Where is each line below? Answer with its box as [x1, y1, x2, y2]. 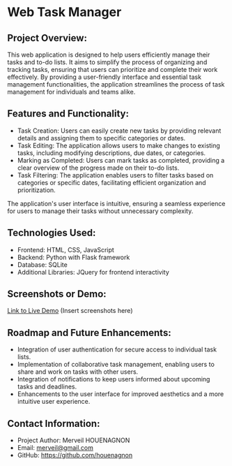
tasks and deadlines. [17, 382, 77, 391]
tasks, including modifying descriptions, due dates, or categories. [17, 148, 206, 157]
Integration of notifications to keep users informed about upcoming [17, 375, 210, 384]
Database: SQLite [17, 260, 68, 269]
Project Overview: [7, 32, 87, 44]
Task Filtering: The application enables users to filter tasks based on [17, 170, 214, 179]
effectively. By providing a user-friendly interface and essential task [7, 73, 202, 81]
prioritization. [17, 186, 56, 194]
